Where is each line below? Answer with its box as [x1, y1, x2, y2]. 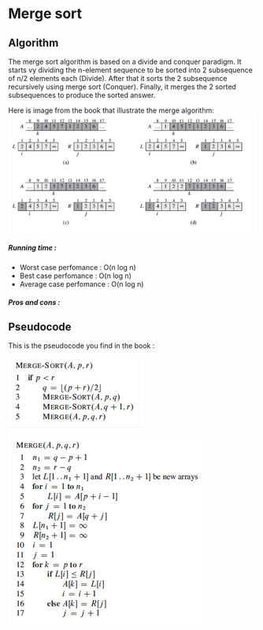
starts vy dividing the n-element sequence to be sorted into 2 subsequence [8, 65, 254, 75]
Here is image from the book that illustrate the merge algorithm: [8, 106, 215, 115]
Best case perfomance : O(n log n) [19, 271, 132, 280]
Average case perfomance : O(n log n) [19, 279, 144, 288]
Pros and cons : [8, 297, 61, 307]
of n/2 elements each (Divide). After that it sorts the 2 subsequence [8, 74, 228, 83]
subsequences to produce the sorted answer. [8, 91, 156, 99]
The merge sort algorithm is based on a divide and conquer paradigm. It [8, 57, 242, 66]
